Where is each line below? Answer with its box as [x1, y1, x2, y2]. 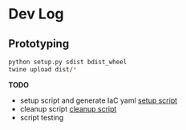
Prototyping [8, 37, 70, 51]
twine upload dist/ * [8, 65, 78, 73]
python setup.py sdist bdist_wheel [8, 58, 127, 66]
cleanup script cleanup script [19, 104, 117, 113]
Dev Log [8, 5, 64, 23]
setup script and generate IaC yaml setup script [19, 95, 178, 105]
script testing [19, 112, 64, 122]
